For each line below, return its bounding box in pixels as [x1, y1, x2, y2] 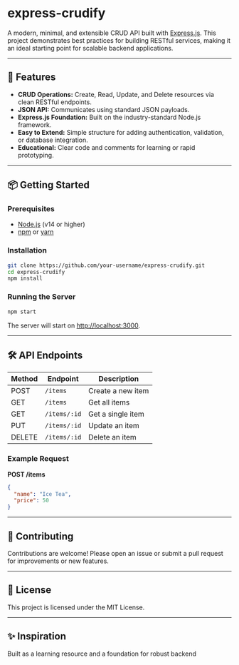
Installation [7, 245, 48, 255]
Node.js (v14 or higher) [17, 220, 85, 229]
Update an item [88, 421, 140, 431]
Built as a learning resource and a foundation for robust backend [7, 649, 197, 658]
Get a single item [88, 409, 144, 419]
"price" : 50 [14, 497, 50, 504]
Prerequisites [7, 204, 55, 214]
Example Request [7, 454, 69, 464]
